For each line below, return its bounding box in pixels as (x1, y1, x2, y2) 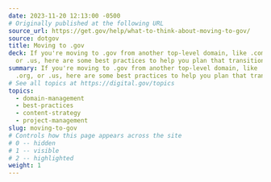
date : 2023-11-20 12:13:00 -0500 (8, 11, 121, 20)
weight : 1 (8, 162, 42, 170)
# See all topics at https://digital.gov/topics (8, 79, 175, 87)
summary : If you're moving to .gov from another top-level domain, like (8, 64, 258, 72)
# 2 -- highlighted (8, 154, 74, 162)
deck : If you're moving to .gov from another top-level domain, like (8, 49, 248, 57)
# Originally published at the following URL (8, 19, 164, 27)
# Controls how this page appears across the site (8, 131, 182, 139)
